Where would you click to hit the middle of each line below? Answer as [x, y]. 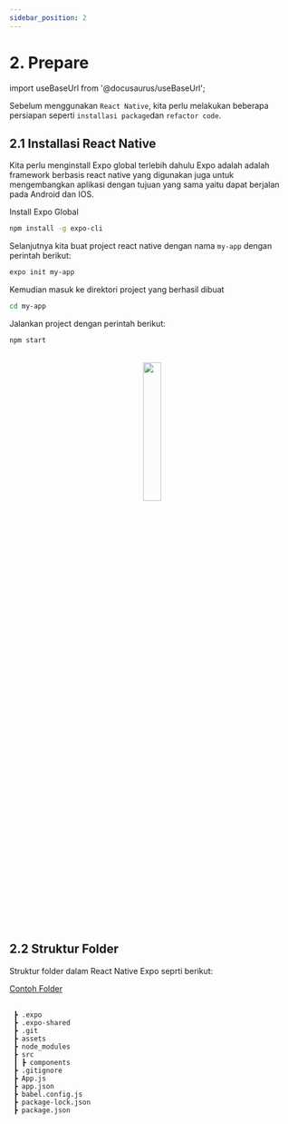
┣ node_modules [42, 1046]
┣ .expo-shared [42, 1022]
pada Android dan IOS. [52, 194]
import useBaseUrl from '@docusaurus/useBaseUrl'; [107, 88]
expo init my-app [42, 272]
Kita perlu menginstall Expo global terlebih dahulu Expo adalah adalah [139, 165]
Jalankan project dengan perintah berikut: [87, 324]
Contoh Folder [36, 988]
